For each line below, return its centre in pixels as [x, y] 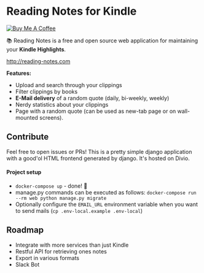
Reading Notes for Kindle [72, 11]
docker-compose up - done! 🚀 [51, 186]
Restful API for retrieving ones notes [61, 251]
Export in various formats [47, 258]
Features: [19, 73]
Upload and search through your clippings [69, 85]
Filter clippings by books [46, 91]
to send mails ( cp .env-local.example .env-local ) [79, 210]
